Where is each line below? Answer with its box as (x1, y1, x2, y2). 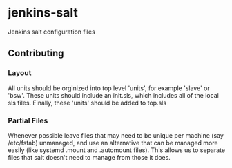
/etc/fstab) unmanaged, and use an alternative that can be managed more (8, 138, 218, 147)
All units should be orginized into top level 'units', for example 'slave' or (8, 84, 210, 92)
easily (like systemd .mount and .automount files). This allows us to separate (8, 146, 226, 154)
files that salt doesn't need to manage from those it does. (8, 153, 171, 161)
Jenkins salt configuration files (8, 28, 95, 36)
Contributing (8, 48, 64, 59)
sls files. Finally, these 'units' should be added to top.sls (8, 98, 167, 107)
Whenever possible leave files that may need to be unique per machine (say (8, 131, 224, 139)
